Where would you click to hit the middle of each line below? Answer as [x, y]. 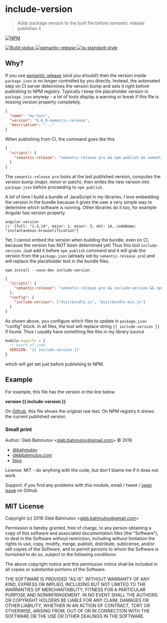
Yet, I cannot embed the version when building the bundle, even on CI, [77, 240]
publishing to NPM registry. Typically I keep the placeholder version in [77, 91]
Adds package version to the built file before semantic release [81, 23]
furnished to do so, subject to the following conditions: [61, 554]
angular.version [22, 222]
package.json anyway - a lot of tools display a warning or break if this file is [82, 96]
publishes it [29, 28]
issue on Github [21, 491]
